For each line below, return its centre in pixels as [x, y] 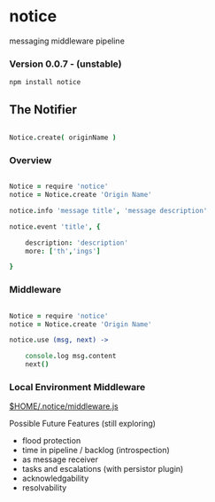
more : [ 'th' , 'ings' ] [63, 251]
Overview [31, 160]
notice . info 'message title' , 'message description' [108, 210]
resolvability [44, 488]
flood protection [51, 441]
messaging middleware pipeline [67, 41]
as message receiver [60, 459]
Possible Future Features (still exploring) [83, 424]
